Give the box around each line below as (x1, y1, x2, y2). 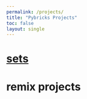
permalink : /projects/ (6, 9, 64, 15)
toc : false (6, 20, 34, 26)
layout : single (6, 26, 45, 32)
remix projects (6, 80, 81, 94)
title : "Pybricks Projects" (6, 15, 78, 21)
